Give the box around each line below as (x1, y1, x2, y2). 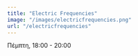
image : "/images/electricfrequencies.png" (7, 16, 132, 23)
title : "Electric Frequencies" (7, 10, 98, 17)
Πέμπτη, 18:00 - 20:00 (7, 42, 71, 50)
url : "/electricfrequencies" (7, 23, 92, 29)
